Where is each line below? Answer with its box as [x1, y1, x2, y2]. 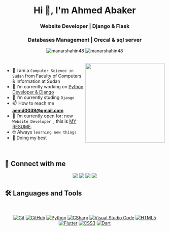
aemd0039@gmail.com [12, 108, 64, 114]
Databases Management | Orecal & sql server [27, 37, 142, 44]
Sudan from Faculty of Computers [12, 73, 82, 79]
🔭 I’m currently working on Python [12, 84, 84, 90]
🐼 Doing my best [12, 135, 47, 141]
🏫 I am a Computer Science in [12, 68, 74, 74]
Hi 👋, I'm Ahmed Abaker [33, 5, 136, 16]
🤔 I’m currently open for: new [12, 113, 73, 119]
